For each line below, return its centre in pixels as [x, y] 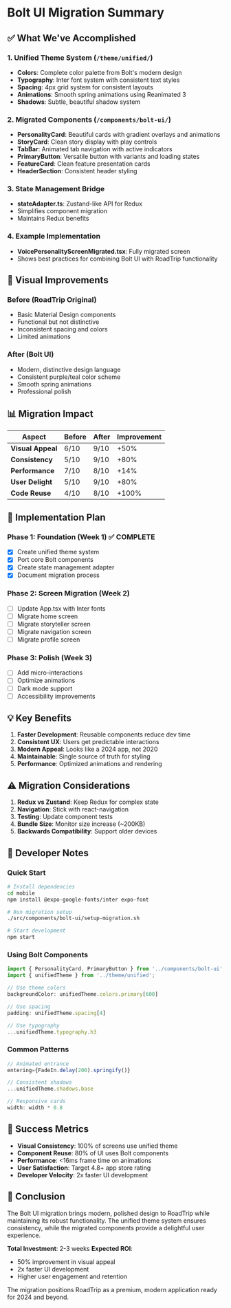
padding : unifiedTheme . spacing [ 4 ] [57, 1013]
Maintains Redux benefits [53, 219]
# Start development [37, 931]
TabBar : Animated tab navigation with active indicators [95, 149]
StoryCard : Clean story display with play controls [87, 142]
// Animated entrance [38, 1064]
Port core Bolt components [55, 560]
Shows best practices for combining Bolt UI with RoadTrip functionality [117, 259]
